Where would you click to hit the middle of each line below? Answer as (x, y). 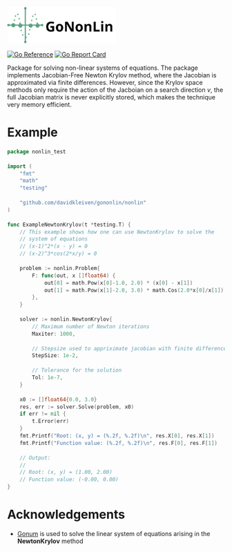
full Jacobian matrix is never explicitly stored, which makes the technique (112, 97)
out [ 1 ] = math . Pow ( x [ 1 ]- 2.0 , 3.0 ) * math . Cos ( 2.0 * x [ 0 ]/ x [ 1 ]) (134, 290)
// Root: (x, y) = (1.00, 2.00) (66, 473)
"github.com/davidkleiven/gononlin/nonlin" (83, 203)
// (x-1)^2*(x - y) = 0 (54, 247)
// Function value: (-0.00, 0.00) (69, 479)
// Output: (35, 458)
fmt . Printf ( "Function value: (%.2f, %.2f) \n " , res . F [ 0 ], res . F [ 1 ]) (119, 443)
